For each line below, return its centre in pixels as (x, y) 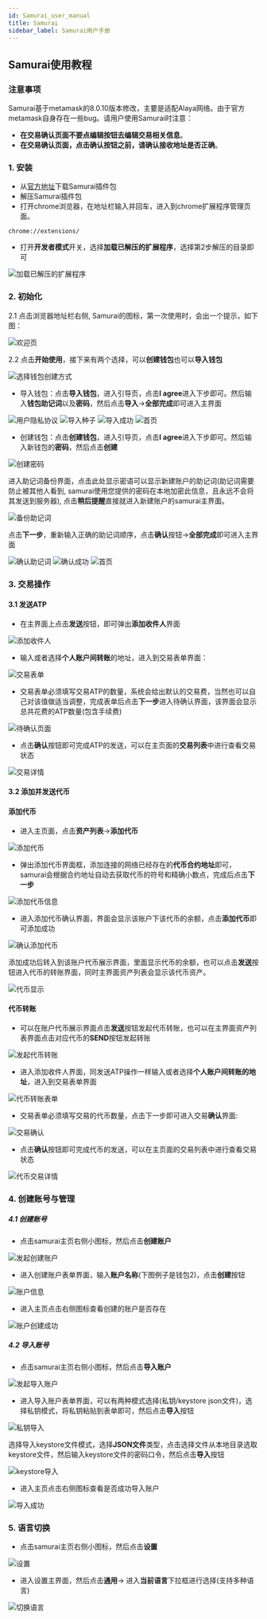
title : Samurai (33, 23)
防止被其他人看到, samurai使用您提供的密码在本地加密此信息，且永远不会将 (131, 491)
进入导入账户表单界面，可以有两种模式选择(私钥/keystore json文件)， (132, 1400)
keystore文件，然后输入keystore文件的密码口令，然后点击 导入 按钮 (116, 1454)
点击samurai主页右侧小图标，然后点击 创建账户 (96, 1241)
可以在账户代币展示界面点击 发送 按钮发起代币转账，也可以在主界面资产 (135, 1027)
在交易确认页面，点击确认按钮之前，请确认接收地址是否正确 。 (121, 145)
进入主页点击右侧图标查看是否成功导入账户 (89, 1488)
